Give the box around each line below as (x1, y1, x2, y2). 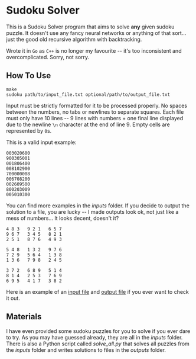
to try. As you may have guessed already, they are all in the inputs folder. (6, 334, 183, 341)
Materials (6, 312, 42, 322)
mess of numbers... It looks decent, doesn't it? (6, 214, 119, 222)
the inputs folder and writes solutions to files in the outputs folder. (6, 346, 166, 353)
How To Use (6, 70, 51, 81)
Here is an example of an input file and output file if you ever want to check (6, 288, 189, 295)
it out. (6, 294, 21, 302)
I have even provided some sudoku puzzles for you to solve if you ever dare (6, 327, 191, 335)
